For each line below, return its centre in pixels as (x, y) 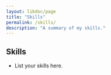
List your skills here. (39, 66)
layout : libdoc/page (31, 11)
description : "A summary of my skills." (56, 28)
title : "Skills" (26, 17)
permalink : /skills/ (31, 22)
